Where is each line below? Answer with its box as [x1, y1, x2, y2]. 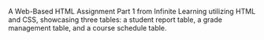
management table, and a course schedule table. [8, 24, 167, 32]
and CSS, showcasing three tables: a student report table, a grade [8, 15, 223, 24]
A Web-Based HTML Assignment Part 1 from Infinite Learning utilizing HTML [8, 7, 256, 16]
